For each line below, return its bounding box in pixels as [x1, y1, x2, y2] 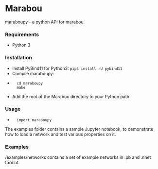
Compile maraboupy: [12, 70, 54, 76]
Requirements [5, 31, 39, 38]
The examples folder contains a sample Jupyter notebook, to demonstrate [5, 126, 154, 132]
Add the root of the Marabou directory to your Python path [12, 93, 130, 100]
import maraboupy [17, 118, 52, 122]
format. [5, 160, 20, 166]
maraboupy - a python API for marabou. [5, 19, 85, 25]
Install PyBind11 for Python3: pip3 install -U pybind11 [12, 65, 123, 71]
